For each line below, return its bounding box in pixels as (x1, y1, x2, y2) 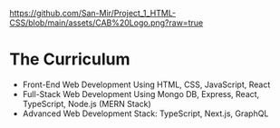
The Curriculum (9, 49, 130, 70)
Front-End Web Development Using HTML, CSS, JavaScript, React (22, 79, 271, 90)
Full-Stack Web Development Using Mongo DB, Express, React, (22, 88, 260, 99)
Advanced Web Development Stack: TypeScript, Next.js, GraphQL (22, 108, 269, 119)
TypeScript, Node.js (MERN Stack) (22, 98, 151, 109)
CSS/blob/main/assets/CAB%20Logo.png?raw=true (9, 17, 204, 28)
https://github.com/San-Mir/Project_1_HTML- (9, 8, 177, 18)
